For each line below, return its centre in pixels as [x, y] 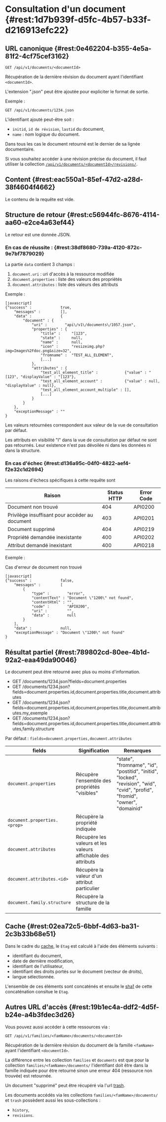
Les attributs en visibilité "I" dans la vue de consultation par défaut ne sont [81, 440]
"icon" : [49, 346]
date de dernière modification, [43, 961]
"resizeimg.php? [88, 346]
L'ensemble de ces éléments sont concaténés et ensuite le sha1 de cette [79, 986]
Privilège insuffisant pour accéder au [50, 515]
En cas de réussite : [29, 247]
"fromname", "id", [137, 765]
